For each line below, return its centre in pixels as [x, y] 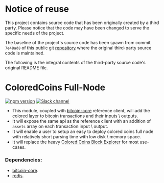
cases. [19, 147]
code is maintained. [25, 53]
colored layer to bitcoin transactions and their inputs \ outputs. [75, 116]
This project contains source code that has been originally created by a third [82, 23]
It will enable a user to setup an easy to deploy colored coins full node [83, 131]
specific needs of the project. [35, 33]
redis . [18, 176]
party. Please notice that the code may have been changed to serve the [77, 27]
